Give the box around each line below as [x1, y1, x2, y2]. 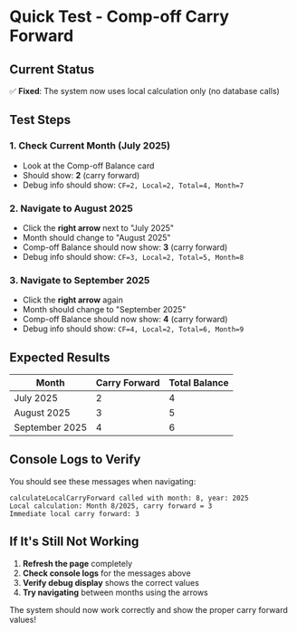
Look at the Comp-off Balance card [22, 160, 155, 171]
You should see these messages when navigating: [9, 475, 196, 486]
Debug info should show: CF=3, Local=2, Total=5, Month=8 [22, 251, 244, 262]
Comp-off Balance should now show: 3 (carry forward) [22, 242, 228, 253]
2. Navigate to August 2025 [9, 202, 133, 215]
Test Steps [9, 112, 72, 128]
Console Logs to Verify [9, 452, 141, 467]
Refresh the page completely [22, 558, 133, 569]
